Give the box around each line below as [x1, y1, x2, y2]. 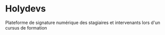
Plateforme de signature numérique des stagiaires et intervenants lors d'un [5, 19, 160, 25]
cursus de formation [5, 24, 47, 30]
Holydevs [5, 3, 46, 14]
